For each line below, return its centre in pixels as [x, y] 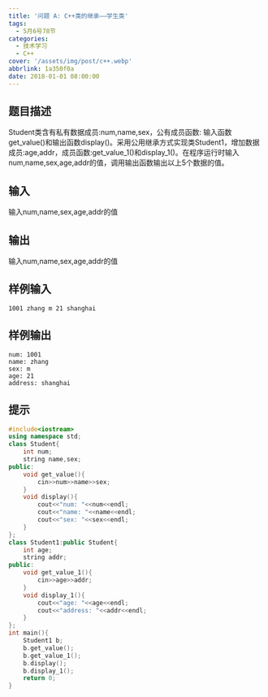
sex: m [19, 369]
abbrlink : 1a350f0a [41, 69]
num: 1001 [25, 354]
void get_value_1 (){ [58, 573]
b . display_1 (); [49, 671]
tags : [17, 24]
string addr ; [45, 557]
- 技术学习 [32, 46]
